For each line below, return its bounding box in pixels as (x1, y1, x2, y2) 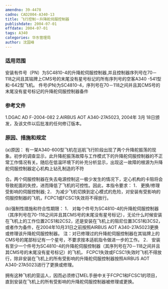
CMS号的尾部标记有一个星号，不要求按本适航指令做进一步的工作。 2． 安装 (5, 236, 161, 242)
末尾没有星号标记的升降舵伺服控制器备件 (5, 88, 88, 94)
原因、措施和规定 (5, 134, 46, 141)
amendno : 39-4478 (5, 7, 41, 12)
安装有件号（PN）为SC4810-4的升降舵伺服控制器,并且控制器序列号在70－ (5, 69, 157, 75)
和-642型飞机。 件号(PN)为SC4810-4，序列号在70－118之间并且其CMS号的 (5, 82, 160, 88)
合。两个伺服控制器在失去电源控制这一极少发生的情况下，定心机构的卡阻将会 (5, 176, 163, 182)
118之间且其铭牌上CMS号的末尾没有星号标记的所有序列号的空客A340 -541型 (5, 76, 161, 82)
